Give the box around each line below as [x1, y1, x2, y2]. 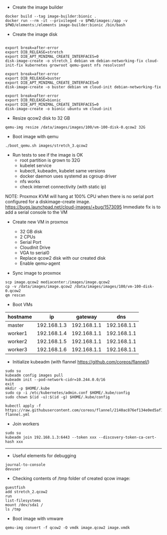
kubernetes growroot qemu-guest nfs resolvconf [25, 63, 126, 68]
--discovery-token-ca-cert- [98, 435, 157, 440]
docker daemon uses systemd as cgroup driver [19, 173, 117, 179]
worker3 [7, 346, 27, 353]
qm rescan [5, 293, 26, 298]
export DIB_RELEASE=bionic [5, 98, 61, 103]
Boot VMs [12, 302, 33, 307]
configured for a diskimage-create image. [5, 199, 90, 204]
